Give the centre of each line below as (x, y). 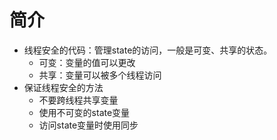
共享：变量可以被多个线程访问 (100, 75)
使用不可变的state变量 (84, 112)
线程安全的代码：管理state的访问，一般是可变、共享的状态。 (148, 50)
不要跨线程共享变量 (78, 100)
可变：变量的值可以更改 (87, 62)
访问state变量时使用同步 (88, 125)
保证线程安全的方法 (63, 87)
